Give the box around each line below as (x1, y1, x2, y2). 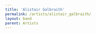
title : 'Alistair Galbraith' (5, 7, 65, 12)
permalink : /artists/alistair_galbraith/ (5, 12, 92, 16)
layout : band (5, 16, 32, 21)
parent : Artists (5, 20, 38, 26)
